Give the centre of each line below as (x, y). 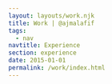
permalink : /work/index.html (57, 68)
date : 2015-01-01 (37, 61)
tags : (17, 30)
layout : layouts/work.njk (51, 16)
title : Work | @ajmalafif (51, 23)
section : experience (43, 53)
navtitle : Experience (44, 46)
